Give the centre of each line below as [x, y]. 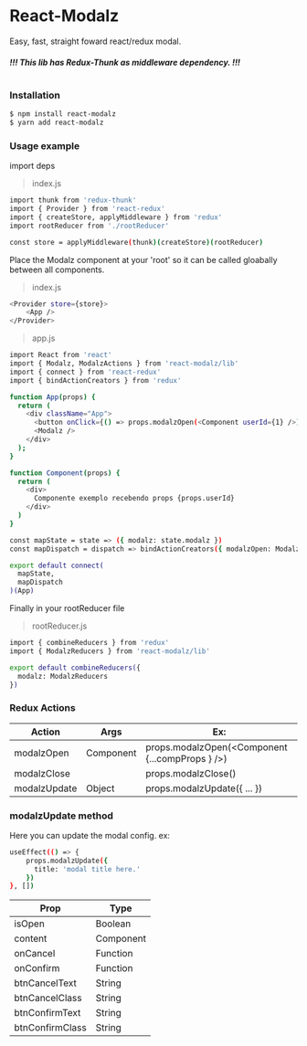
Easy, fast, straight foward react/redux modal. [95, 41]
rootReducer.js [59, 626]
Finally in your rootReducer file [67, 608]
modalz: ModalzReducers [63, 676]
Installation [35, 95]
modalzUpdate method [62, 816]
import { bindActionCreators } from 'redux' [95, 380]
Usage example [45, 145]
